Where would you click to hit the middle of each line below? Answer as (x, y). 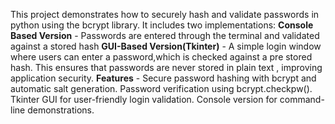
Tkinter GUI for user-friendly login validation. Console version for (144, 99)
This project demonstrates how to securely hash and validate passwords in (165, 14)
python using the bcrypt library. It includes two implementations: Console (162, 25)
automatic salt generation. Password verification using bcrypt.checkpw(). (161, 88)
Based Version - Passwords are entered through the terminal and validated (165, 35)
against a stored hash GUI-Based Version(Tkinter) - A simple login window (166, 46)
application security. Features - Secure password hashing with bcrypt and (163, 78)
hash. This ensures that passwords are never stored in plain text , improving (166, 67)
